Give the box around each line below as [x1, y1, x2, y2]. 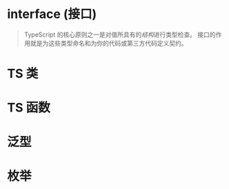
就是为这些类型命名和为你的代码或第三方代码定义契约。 [30, 39, 188, 47]
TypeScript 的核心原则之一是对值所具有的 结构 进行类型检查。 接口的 [23, 30, 216, 39]
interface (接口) [7, 6, 97, 22]
